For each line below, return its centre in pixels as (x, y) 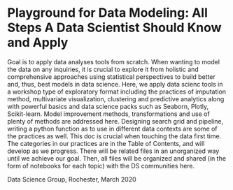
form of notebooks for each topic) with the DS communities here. (101, 166)
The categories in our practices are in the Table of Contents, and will (106, 143)
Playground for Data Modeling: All (108, 13)
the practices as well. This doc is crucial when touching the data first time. (114, 136)
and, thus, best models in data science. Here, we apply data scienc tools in (115, 84)
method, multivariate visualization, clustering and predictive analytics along (116, 98)
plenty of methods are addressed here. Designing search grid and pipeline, (115, 121)
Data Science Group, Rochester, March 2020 (72, 179)
